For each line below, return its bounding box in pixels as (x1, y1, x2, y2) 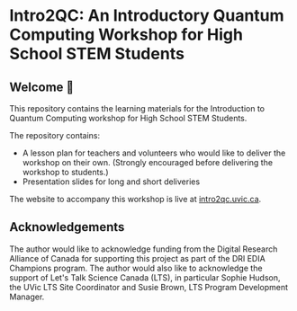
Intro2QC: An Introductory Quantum (9, 5, 285, 26)
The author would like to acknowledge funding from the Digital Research (9, 244, 278, 254)
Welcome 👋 (9, 79, 75, 94)
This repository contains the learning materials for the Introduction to (9, 103, 265, 113)
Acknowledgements (9, 219, 125, 235)
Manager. (9, 291, 45, 302)
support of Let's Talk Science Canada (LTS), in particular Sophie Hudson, (9, 271, 281, 283)
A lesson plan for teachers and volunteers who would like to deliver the (22, 147, 286, 158)
